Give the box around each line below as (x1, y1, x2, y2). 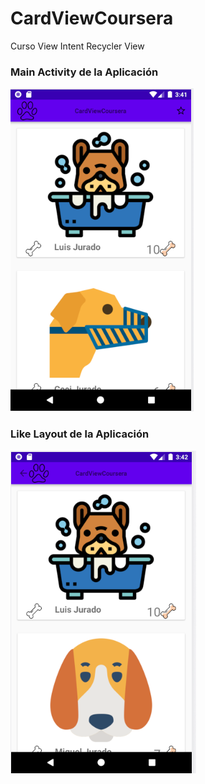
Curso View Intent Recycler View (10, 40, 145, 52)
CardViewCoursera (10, 7, 174, 30)
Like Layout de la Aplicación (10, 427, 150, 441)
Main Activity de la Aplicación (10, 65, 159, 79)
